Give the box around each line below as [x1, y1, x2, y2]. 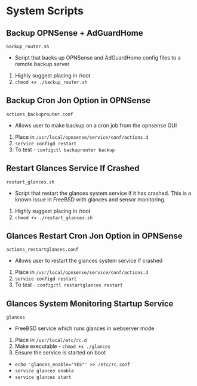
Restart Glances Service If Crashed [6, 163, 140, 173]
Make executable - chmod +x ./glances [14, 343, 111, 350]
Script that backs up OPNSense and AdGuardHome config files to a [14, 54, 181, 61]
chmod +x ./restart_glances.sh [14, 214, 93, 221]
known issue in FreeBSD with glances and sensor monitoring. [14, 195, 166, 203]
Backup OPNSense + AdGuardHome [6, 28, 143, 38]
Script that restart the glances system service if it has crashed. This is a [14, 189, 192, 197]
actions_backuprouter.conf [6, 111, 73, 117]
